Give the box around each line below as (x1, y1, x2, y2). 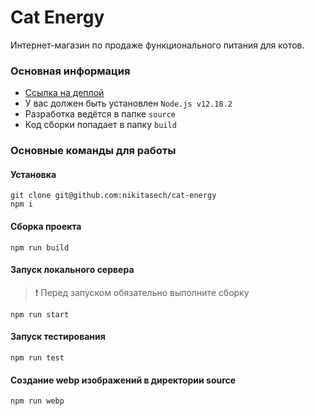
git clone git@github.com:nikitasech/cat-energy (10, 191, 217, 201)
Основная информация (10, 64, 131, 78)
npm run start (10, 309, 70, 320)
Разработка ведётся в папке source (24, 108, 177, 120)
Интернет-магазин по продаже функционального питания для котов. (10, 39, 305, 51)
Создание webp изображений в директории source (10, 374, 237, 386)
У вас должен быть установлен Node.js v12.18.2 (24, 97, 233, 110)
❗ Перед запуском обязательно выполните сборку (34, 286, 250, 298)
